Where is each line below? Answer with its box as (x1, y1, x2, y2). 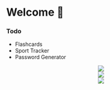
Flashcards (14, 40, 43, 48)
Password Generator (14, 54, 66, 61)
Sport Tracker (14, 47, 49, 54)
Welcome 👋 (6, 5, 64, 19)
